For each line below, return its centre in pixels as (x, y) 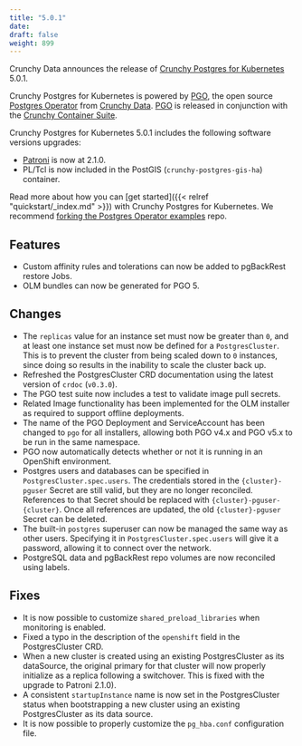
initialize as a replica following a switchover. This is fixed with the (143, 675)
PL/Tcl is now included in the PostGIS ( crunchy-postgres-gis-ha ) (142, 170)
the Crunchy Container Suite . (63, 115)
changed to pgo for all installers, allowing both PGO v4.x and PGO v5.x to (157, 432)
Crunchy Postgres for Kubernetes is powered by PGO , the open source (141, 96)
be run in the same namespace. (81, 441)
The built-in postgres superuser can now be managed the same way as (155, 528)
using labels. (46, 567)
